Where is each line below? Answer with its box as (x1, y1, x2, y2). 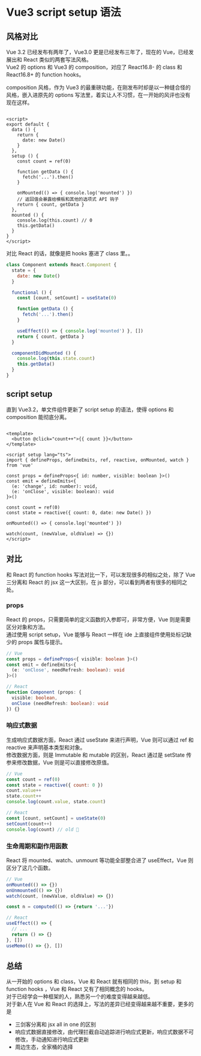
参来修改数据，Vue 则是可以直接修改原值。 (6, 759, 113, 766)
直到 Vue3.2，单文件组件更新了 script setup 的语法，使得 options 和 (6, 406, 174, 413)
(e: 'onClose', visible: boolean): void (11, 488, 114, 494)
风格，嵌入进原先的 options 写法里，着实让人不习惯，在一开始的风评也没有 (6, 92, 191, 98)
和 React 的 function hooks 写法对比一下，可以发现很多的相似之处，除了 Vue (6, 571, 196, 578)
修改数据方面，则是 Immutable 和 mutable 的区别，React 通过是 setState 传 (6, 751, 192, 759)
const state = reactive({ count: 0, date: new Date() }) (6, 509, 152, 515)
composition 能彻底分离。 (6, 413, 70, 420)
